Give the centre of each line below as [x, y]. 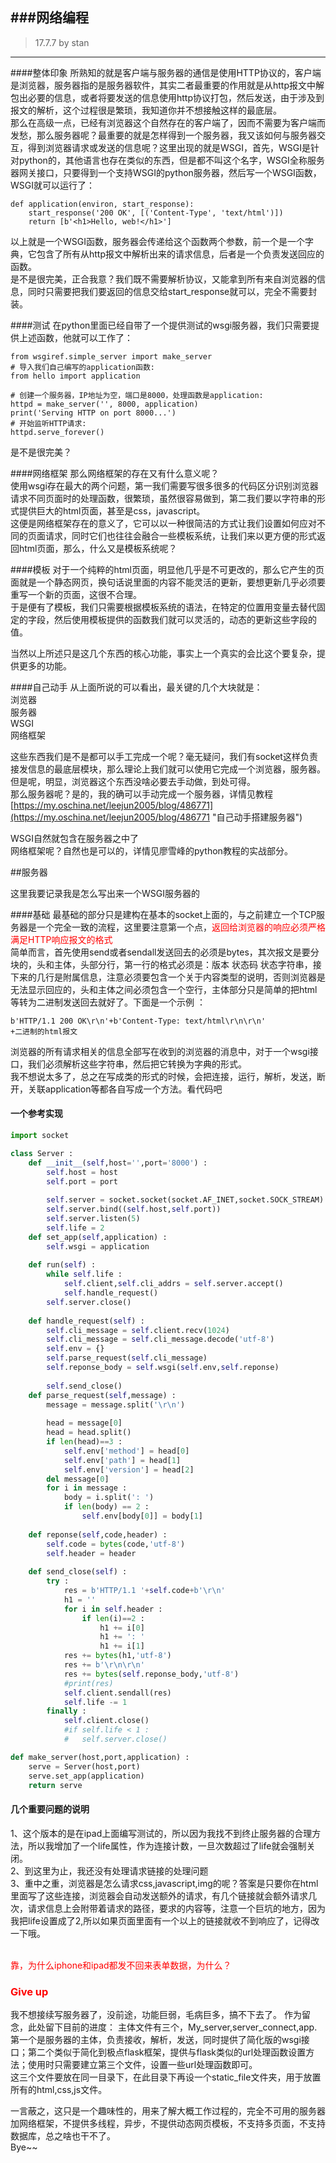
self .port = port [82, 1181]
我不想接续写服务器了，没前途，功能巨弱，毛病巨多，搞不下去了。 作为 [156, 2014]
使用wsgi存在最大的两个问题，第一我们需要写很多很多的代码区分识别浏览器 [164, 485]
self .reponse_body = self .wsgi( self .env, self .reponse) [163, 1368]
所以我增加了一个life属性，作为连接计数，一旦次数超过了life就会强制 [167, 1845]
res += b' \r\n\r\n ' [104, 1665]
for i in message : [87, 1488]
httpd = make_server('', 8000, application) [104, 404]
